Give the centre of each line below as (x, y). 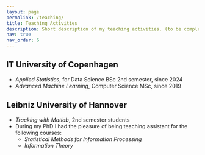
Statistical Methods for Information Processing (83, 139)
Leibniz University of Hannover (67, 105)
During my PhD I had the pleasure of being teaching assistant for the (101, 126)
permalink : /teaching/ (35, 18)
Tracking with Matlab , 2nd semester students (72, 120)
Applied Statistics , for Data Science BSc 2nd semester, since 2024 (99, 79)
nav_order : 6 (23, 40)
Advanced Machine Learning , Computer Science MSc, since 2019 (98, 86)
